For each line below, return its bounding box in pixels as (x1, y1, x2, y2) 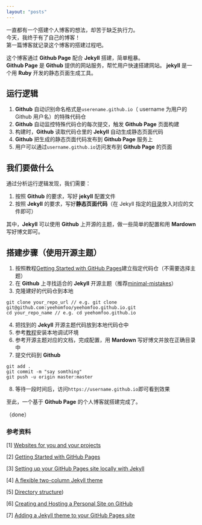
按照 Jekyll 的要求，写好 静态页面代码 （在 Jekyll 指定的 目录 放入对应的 (14, 200, 189, 208)
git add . (6, 363, 31, 370)
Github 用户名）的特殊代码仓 (14, 113, 86, 121)
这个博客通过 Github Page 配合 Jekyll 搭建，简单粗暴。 (6, 54, 144, 61)
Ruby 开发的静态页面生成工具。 (17, 69, 96, 76)
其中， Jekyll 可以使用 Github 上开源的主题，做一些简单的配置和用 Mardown (6, 221, 196, 228)
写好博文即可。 (6, 228, 43, 235)
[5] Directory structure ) (6, 488, 64, 495)
